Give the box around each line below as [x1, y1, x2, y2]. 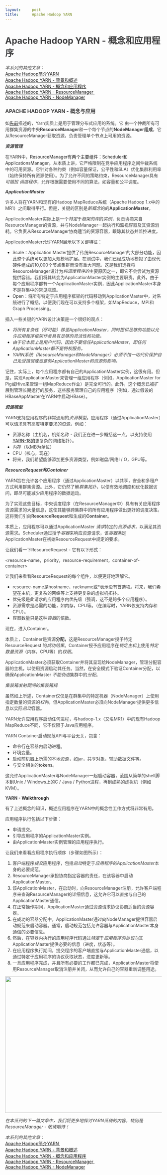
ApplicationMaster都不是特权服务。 [12, 345, 85, 351]
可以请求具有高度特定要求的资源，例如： [5, 421, 88, 427]
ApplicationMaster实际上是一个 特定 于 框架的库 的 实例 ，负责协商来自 [5, 215, 143, 222]
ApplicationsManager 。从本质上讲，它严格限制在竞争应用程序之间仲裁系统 [5, 160, 158, 166]
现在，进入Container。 [5, 625, 52, 631]
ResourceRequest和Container [5, 467, 69, 473]
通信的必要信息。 [12, 928, 48, 935]
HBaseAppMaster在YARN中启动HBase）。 [5, 393, 90, 399]
